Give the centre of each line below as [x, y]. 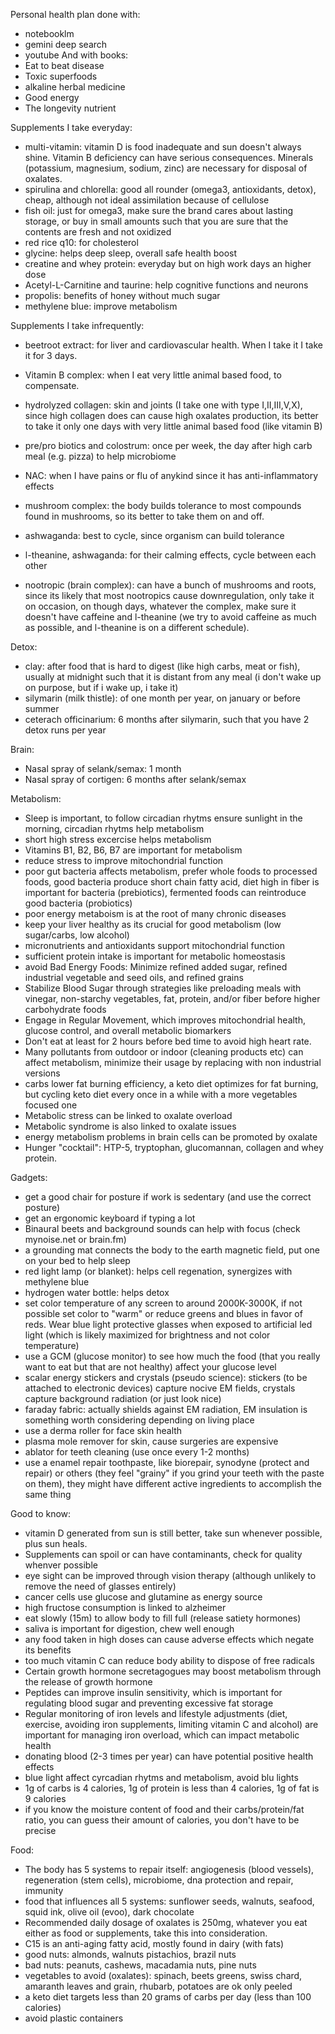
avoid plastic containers [74, 2018]
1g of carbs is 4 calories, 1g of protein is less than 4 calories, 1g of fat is [172, 1788]
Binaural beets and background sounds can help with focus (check [162, 1228]
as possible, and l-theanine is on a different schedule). [137, 627]
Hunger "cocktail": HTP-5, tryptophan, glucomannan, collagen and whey [174, 1147]
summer [42, 708]
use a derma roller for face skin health [103, 1430]
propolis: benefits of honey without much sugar [122, 295]
